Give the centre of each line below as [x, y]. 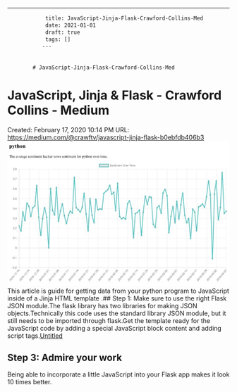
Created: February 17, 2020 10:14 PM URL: [68, 129]
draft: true [62, 32]
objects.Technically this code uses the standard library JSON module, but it [117, 313]
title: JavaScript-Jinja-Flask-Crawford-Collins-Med [124, 18]
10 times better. [30, 382]
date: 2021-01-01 [71, 25]
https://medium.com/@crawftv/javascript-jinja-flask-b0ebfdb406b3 [106, 137]
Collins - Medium [59, 110]
